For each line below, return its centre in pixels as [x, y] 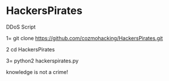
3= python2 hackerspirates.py [42, 61]
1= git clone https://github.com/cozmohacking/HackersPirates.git [84, 38]
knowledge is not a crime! [37, 72]
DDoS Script [21, 27]
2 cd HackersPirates [30, 49]
